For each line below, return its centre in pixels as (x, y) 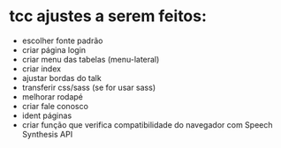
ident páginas (47, 115)
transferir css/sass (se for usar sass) (89, 87)
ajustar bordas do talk (61, 78)
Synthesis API (47, 134)
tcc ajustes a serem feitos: (108, 16)
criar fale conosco (55, 106)
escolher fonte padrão (62, 41)
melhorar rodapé (53, 96)
